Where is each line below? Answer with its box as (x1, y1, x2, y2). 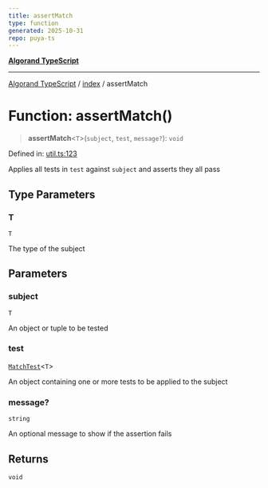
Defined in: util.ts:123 (8, 149, 77, 158)
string (8, 415, 30, 423)
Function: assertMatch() (8, 107, 173, 125)
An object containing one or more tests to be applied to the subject (8, 377, 228, 386)
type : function (8, 19, 59, 27)
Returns (8, 452, 49, 466)
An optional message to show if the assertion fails (8, 429, 172, 438)
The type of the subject (8, 243, 85, 253)
